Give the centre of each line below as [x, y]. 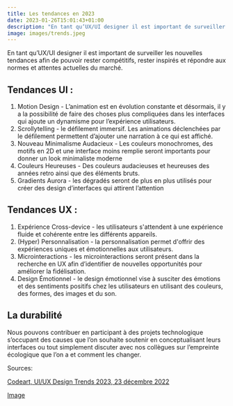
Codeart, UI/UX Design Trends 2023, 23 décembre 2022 [88, 382]
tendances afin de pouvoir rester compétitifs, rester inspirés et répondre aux [116, 61]
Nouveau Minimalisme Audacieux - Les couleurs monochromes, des [115, 144]
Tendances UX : [42, 210]
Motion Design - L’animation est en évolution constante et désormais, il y [121, 107]
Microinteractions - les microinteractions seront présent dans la [108, 256]
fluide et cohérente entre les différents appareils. [87, 234]
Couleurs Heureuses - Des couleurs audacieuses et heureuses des [113, 166]
